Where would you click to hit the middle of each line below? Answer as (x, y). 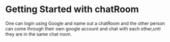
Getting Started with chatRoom (72, 9)
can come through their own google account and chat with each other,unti (83, 28)
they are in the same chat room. (39, 34)
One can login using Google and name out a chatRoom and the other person (85, 23)
